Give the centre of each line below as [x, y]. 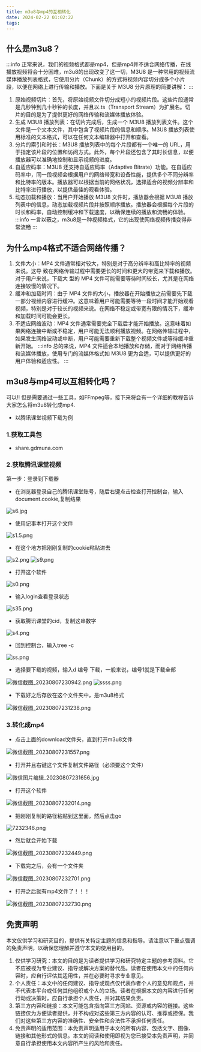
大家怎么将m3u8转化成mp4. [41, 404]
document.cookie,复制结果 [48, 499]
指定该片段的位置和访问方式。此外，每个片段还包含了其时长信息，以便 [107, 152]
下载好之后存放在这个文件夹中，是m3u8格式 [69, 695]
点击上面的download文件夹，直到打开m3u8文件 [74, 739]
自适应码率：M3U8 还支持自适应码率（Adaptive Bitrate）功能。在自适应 [103, 167]
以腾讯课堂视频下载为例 [44, 417]
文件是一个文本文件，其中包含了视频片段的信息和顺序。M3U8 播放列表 [102, 130]
